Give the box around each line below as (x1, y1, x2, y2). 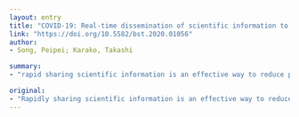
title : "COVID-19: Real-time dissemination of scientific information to (9, 21, 289, 30)
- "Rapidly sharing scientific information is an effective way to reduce (9, 94, 293, 103)
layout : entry (9, 12, 62, 22)
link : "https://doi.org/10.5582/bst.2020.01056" (9, 29, 193, 38)
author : (9, 37, 38, 47)
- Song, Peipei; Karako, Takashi (9, 46, 133, 55)
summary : (9, 62, 42, 71)
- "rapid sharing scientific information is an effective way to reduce (9, 70, 285, 80)
